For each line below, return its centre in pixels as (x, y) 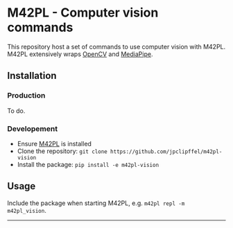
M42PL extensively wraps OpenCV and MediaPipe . (80, 54)
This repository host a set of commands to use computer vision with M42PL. (116, 46)
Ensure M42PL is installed (54, 143)
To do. (16, 111)
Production (26, 96)
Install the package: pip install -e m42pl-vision (88, 164)
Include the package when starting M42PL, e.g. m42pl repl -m (96, 203)
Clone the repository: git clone (62, 151)
